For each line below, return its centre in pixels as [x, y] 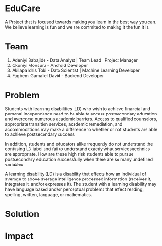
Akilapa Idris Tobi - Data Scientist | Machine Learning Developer [76, 70]
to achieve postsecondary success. [40, 134]
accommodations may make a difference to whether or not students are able [81, 129]
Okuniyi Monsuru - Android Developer [50, 65]
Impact [19, 236]
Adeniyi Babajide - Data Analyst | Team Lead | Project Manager [75, 60]
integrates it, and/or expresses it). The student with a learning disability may [81, 184]
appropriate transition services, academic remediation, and [64, 124]
